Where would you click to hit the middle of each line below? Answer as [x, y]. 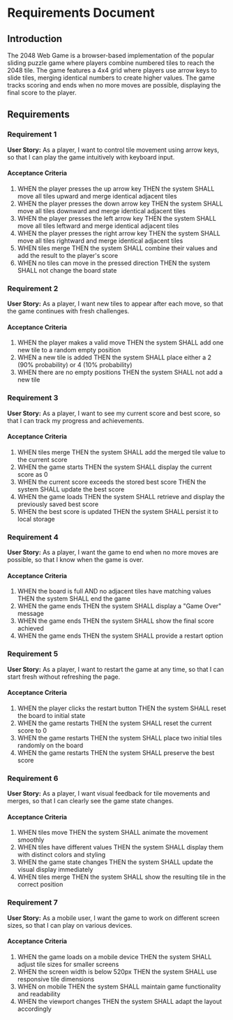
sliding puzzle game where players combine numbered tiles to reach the [111, 63]
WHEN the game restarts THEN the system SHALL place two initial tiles [119, 738]
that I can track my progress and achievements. [76, 420]
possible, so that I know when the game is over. [76, 560]
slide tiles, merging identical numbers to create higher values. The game [111, 78]
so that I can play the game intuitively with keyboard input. [91, 157]
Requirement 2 [33, 288]
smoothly [31, 840]
